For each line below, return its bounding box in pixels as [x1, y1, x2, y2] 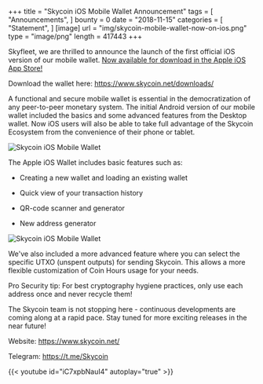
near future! [8, 321, 47, 331]
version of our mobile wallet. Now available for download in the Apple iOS [8, 55, 246, 64]
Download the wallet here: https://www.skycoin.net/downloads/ [8, 79, 214, 88]
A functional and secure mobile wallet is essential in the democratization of [8, 94, 251, 103]
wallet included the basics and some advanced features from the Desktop [8, 111, 247, 120]
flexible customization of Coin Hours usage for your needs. [8, 266, 199, 275]
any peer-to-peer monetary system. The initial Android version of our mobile [8, 102, 255, 112]
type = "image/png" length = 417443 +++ [8, 31, 143, 41]
